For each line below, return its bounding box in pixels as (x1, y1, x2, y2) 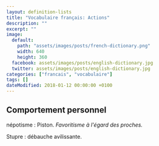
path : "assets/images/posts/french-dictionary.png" (17, 43, 151, 49)
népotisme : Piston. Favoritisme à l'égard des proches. (6, 121, 143, 128)
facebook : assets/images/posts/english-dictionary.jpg (12, 60, 154, 66)
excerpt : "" (6, 26, 36, 32)
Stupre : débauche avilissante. (6, 133, 82, 140)
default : (12, 37, 34, 43)
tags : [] (6, 77, 29, 83)
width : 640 (17, 49, 45, 55)
